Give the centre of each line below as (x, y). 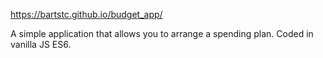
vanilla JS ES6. (41, 44)
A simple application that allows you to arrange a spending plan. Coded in (162, 33)
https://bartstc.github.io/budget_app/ (86, 14)
